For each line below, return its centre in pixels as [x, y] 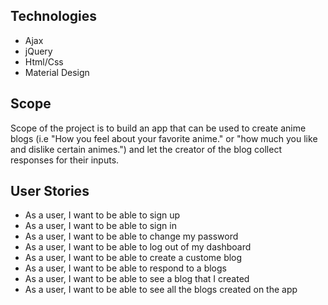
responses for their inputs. [65, 160]
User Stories [50, 191]
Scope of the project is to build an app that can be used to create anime [158, 128]
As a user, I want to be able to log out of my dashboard [138, 247]
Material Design [57, 72]
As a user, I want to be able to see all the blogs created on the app [161, 290]
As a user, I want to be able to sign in [100, 226]
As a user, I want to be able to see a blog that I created [137, 279]
